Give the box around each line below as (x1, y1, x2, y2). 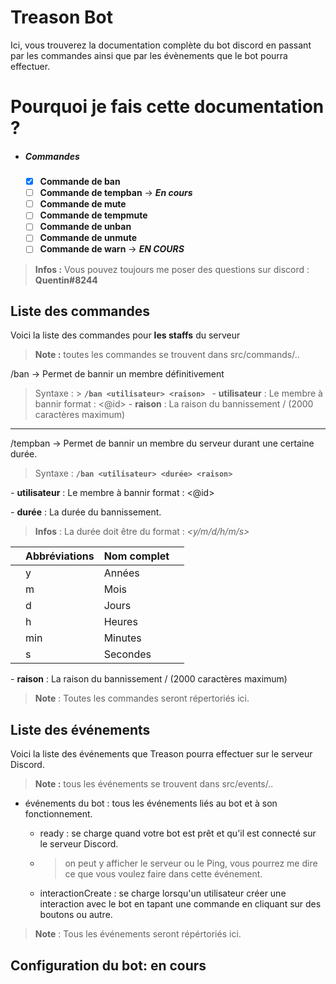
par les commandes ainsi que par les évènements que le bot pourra (10, 49, 288, 61)
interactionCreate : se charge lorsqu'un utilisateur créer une (39, 887, 287, 900)
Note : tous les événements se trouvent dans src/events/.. (34, 778, 274, 790)
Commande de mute (39, 198, 127, 210)
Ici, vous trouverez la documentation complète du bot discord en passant (10, 39, 312, 51)
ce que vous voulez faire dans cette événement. (64, 868, 263, 880)
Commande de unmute (39, 232, 138, 244)
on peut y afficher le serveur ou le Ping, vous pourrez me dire (64, 857, 318, 870)
